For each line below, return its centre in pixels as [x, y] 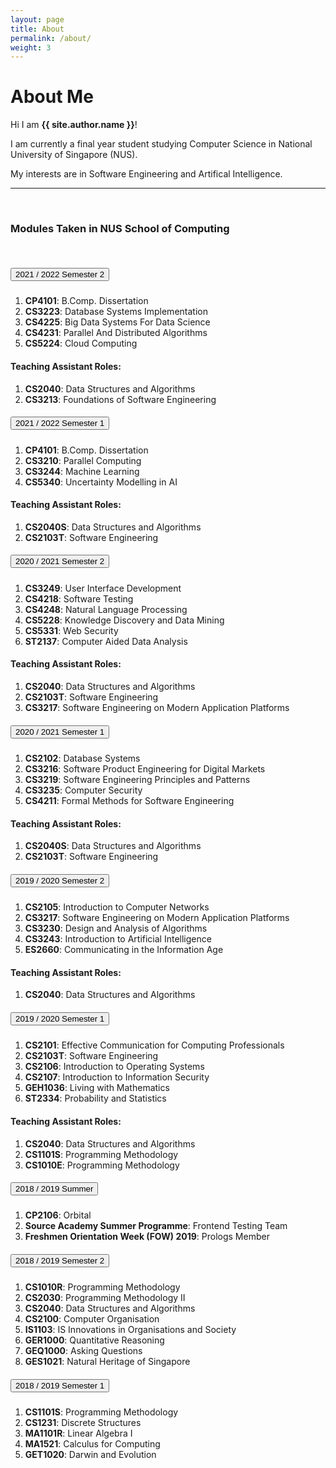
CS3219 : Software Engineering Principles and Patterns [137, 779]
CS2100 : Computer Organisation [92, 1319]
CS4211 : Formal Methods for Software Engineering [129, 800]
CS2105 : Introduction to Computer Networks [117, 907]
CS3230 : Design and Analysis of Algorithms [116, 928]
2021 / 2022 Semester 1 [60, 423]
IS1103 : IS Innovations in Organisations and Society [130, 1330]
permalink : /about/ [51, 38]
